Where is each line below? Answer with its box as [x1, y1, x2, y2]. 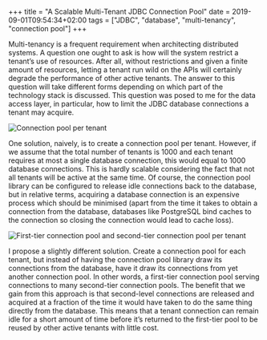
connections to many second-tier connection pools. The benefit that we [8, 281, 246, 289]
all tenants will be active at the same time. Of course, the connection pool [8, 172, 251, 182]
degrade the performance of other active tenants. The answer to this [8, 74, 235, 83]
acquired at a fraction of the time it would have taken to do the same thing [8, 297, 253, 307]
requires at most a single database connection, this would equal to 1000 [8, 156, 246, 165]
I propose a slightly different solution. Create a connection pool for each [8, 246, 246, 256]
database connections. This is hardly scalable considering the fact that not [8, 164, 255, 173]
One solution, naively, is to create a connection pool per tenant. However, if [8, 139, 257, 148]
